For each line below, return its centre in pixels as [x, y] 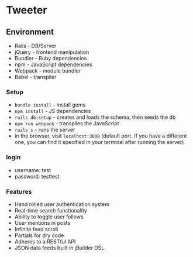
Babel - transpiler [35, 77]
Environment [30, 32]
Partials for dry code [39, 235]
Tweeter [27, 10]
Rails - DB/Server [35, 46]
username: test [33, 170]
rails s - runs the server [45, 130]
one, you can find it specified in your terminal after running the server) [99, 142]
